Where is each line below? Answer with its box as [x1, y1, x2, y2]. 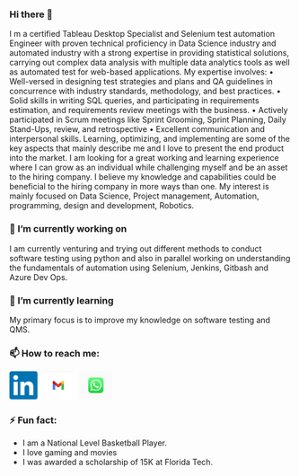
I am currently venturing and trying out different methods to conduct [9, 242, 262, 254]
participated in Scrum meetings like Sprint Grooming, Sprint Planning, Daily [9, 114, 287, 125]
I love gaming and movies [22, 447, 118, 458]
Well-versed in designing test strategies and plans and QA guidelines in [9, 76, 274, 87]
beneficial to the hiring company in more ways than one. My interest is [9, 181, 269, 192]
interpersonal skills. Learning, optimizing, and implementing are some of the [9, 134, 290, 145]
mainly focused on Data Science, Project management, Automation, [9, 190, 259, 201]
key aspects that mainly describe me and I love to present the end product [9, 143, 285, 154]
